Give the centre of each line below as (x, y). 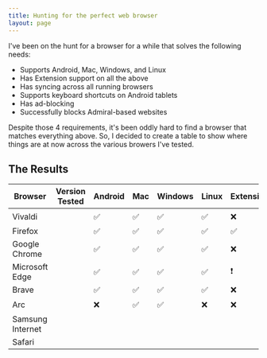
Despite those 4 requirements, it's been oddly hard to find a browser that (128, 127)
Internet (27, 329)
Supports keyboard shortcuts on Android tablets (99, 95)
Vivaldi (25, 216)
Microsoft (30, 267)
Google (26, 244)
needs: (19, 54)
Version (70, 192)
